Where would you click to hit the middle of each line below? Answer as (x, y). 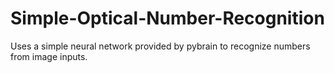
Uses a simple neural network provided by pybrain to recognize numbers (160, 46)
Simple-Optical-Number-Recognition (167, 18)
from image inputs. (49, 56)
